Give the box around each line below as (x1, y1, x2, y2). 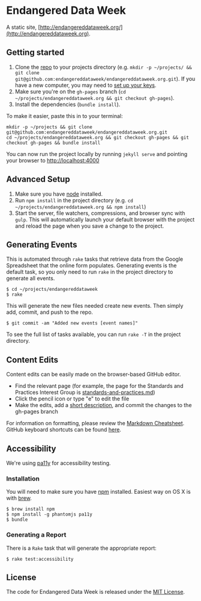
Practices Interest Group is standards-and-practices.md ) (14, 389, 155, 396)
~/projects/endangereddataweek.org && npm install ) (14, 203, 146, 210)
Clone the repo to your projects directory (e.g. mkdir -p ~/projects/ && (14, 63, 192, 70)
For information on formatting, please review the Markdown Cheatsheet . (6, 420, 185, 427)
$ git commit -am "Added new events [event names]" (6, 320, 138, 326)
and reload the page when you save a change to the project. (14, 222, 164, 229)
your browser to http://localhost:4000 (6, 157, 100, 164)
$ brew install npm (6, 506, 55, 512)
